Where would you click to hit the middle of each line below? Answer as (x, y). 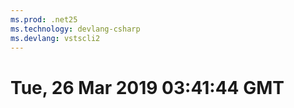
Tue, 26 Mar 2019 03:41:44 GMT (147, 87)
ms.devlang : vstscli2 (55, 38)
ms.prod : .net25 (44, 19)
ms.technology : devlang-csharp (75, 29)
